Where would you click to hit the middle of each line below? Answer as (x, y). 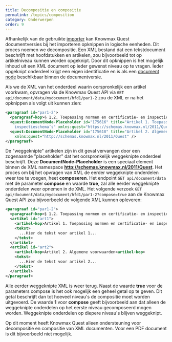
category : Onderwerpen (29, 19)
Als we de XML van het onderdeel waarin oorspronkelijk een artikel (76, 87)
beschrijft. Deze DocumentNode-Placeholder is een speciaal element (79, 162)
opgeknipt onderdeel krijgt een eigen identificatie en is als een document (82, 72)
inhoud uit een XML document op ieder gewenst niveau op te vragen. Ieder (84, 66)
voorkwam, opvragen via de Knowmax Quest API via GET (65, 92)
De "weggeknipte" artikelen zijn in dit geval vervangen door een (73, 151)
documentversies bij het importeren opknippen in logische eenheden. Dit (82, 45)
